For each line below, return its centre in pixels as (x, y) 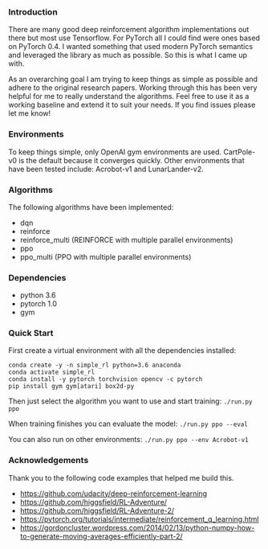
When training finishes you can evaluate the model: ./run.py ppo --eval (128, 424)
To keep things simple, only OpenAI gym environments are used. (115, 152)
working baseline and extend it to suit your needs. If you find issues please (132, 105)
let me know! (30, 113)
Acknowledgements (49, 461)
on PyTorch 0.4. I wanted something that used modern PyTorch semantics (131, 47)
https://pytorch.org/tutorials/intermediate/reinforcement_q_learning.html (139, 519)
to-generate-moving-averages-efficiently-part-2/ (101, 536)
